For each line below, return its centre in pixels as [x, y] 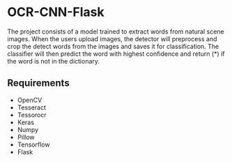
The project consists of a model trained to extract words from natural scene [116, 31]
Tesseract [32, 107]
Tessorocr [32, 115]
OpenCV [30, 100]
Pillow [26, 137]
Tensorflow [33, 145]
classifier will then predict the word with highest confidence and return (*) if [116, 54]
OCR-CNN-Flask [56, 12]
